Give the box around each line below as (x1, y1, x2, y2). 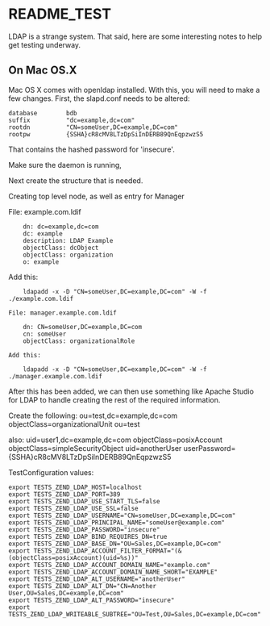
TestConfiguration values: (8, 467, 94, 477)
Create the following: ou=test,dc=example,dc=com (8, 411, 178, 420)
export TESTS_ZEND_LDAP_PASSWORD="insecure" (8, 525, 160, 533)
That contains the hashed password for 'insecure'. (8, 144, 175, 154)
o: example (23, 257, 60, 266)
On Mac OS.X (8, 64, 77, 77)
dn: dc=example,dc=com (23, 223, 99, 231)
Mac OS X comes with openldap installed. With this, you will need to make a (8, 85, 260, 94)
